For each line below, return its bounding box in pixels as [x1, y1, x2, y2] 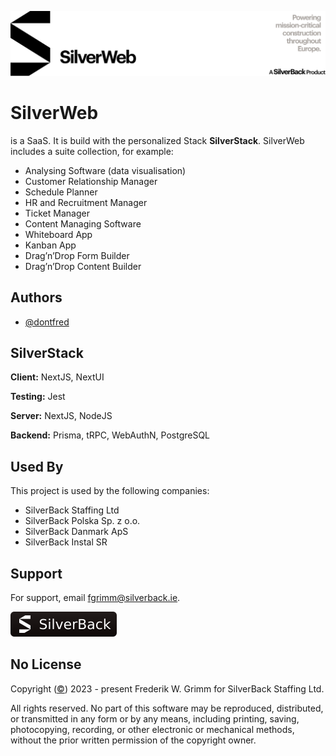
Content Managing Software [24, 217, 142, 230]
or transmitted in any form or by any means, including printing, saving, [10, 712, 300, 725]
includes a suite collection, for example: [10, 145, 174, 157]
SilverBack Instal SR [24, 536, 108, 548]
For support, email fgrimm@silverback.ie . [10, 592, 181, 604]
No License [10, 656, 82, 673]
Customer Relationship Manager [24, 175, 158, 187]
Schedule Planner [24, 186, 98, 198]
